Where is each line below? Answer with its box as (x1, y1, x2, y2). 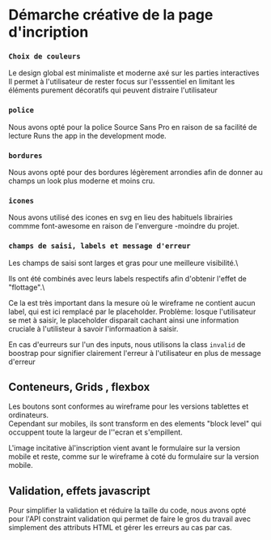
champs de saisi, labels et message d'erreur (8, 242, 192, 251)
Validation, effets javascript (8, 484, 151, 498)
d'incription (8, 23, 89, 41)
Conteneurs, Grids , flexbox (8, 380, 150, 394)
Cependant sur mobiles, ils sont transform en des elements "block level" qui (8, 419, 262, 429)
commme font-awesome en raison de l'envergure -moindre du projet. (8, 221, 240, 231)
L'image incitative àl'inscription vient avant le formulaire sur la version (8, 444, 241, 453)
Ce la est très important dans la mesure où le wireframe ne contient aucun (8, 298, 256, 307)
